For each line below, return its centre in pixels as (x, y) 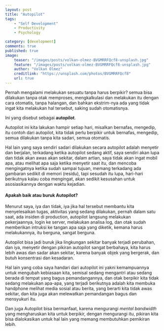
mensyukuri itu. (21, 299)
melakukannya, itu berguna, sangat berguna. (50, 233)
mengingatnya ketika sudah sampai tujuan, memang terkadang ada (73, 168)
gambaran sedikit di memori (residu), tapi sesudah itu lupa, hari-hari (74, 173)
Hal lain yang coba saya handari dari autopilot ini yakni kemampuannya (77, 268)
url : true (24, 79)
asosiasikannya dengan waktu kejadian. (45, 184)
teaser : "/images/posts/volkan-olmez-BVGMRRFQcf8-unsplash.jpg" (81, 60)
